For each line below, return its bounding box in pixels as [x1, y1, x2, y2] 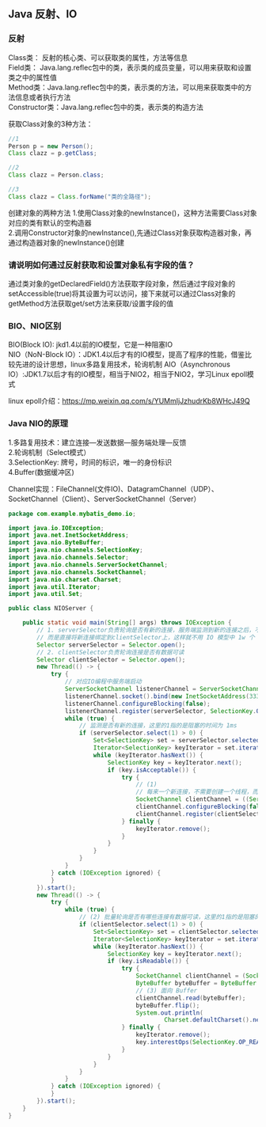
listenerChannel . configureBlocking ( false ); [64, 700, 211, 708]
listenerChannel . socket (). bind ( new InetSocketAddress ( [64, 692, 249, 700]
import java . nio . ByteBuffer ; [8, 539, 104, 547]
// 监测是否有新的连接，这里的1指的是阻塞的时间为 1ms [78, 722, 237, 730]
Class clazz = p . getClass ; [8, 150, 97, 157]
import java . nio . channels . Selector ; [8, 553, 129, 562]
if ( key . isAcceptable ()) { [107, 766, 196, 774]
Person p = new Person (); [8, 142, 93, 150]
